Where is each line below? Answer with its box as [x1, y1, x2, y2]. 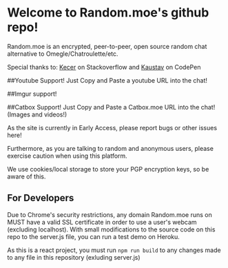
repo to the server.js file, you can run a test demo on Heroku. [7, 232, 180, 240]
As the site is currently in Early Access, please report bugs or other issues [7, 123, 218, 132]
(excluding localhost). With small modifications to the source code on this [7, 225, 216, 234]
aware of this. [7, 172, 46, 181]
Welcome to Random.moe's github [7, 5, 209, 21]
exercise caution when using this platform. [7, 152, 127, 160]
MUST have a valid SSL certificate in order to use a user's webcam [7, 218, 198, 226]
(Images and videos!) [7, 110, 68, 118]
